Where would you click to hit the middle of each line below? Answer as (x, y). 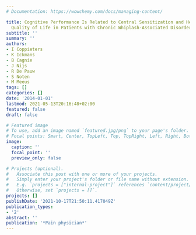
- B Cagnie (19, 60)
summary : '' (20, 39)
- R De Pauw (20, 71)
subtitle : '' (22, 33)
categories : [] (24, 93)
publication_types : (30, 207)
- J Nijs (17, 66)
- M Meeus (18, 82)
